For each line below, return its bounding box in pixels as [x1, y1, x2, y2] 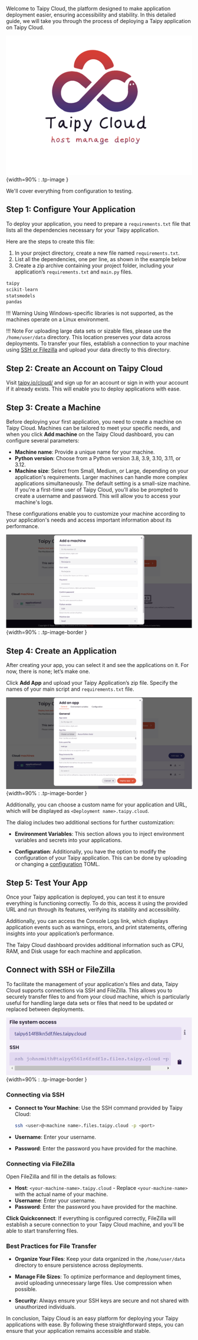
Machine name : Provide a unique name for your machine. [14, 448, 155, 456]
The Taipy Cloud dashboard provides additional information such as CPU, [6, 942, 184, 949]
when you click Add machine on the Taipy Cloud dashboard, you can [6, 431, 174, 438]
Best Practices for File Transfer [6, 1242, 97, 1250]
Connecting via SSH [6, 1091, 65, 1099]
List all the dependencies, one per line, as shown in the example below [14, 255, 187, 262]
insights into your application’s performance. [6, 930, 114, 937]
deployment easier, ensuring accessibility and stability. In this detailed [6, 11, 176, 18]
